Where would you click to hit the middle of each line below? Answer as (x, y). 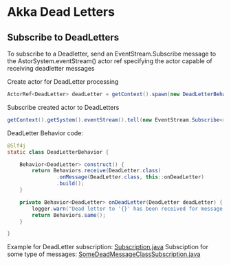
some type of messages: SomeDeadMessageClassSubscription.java (104, 254)
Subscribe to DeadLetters (63, 37)
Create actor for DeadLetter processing (63, 82)
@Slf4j (16, 146)
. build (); (70, 184)
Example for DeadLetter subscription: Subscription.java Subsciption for (108, 247)
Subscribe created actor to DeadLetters (63, 107)
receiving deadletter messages (51, 68)
